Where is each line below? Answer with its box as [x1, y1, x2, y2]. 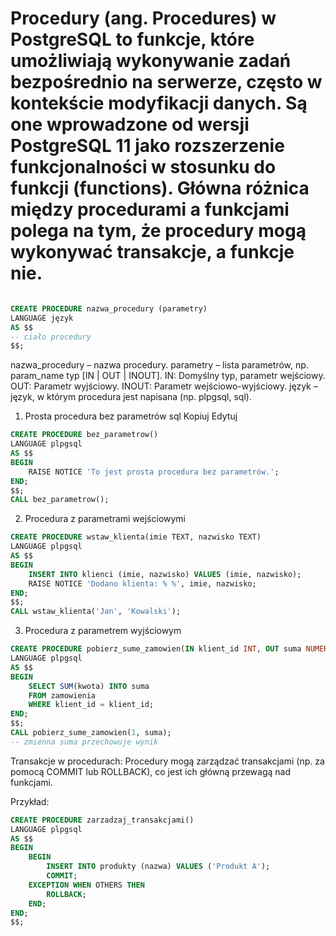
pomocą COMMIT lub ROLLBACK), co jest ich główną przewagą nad [10, 765, 292, 777]
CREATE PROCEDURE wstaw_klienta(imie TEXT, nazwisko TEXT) [10, 532, 262, 542]
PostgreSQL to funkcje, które [10, 28, 255, 51]
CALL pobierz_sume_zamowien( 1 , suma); [10, 728, 172, 738]
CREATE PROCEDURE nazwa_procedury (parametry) [10, 303, 208, 314]
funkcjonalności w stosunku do [10, 156, 277, 179]
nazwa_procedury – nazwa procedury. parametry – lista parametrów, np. [10, 359, 309, 371]
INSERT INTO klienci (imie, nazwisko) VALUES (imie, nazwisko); [28, 569, 302, 579]
